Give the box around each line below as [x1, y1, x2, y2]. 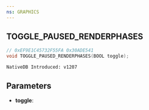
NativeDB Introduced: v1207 [6, 64, 78, 70]
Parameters [6, 80, 52, 91]
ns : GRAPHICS [6, 9, 40, 15]
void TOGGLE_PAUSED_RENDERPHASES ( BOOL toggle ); [6, 53, 130, 60]
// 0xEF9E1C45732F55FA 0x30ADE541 [6, 47, 94, 53]
